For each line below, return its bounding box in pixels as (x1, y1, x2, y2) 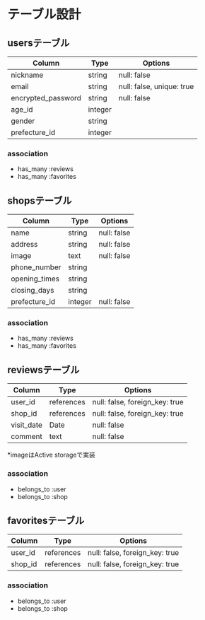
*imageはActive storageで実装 (7, 450, 95, 460)
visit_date (11, 420, 42, 430)
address (11, 240, 38, 250)
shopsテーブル (7, 194, 72, 206)
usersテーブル (7, 37, 70, 49)
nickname (11, 70, 44, 80)
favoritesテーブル (7, 514, 85, 527)
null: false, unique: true (118, 82, 194, 91)
